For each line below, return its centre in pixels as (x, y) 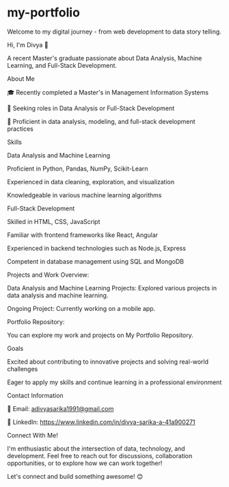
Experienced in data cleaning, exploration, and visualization (91, 182)
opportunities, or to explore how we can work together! (85, 463)
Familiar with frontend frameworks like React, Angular (83, 235)
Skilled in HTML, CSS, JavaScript (54, 221)
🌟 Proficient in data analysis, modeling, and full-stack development (102, 121)
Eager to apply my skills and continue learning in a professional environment (114, 382)
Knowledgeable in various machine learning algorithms (84, 195)
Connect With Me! (32, 435)
